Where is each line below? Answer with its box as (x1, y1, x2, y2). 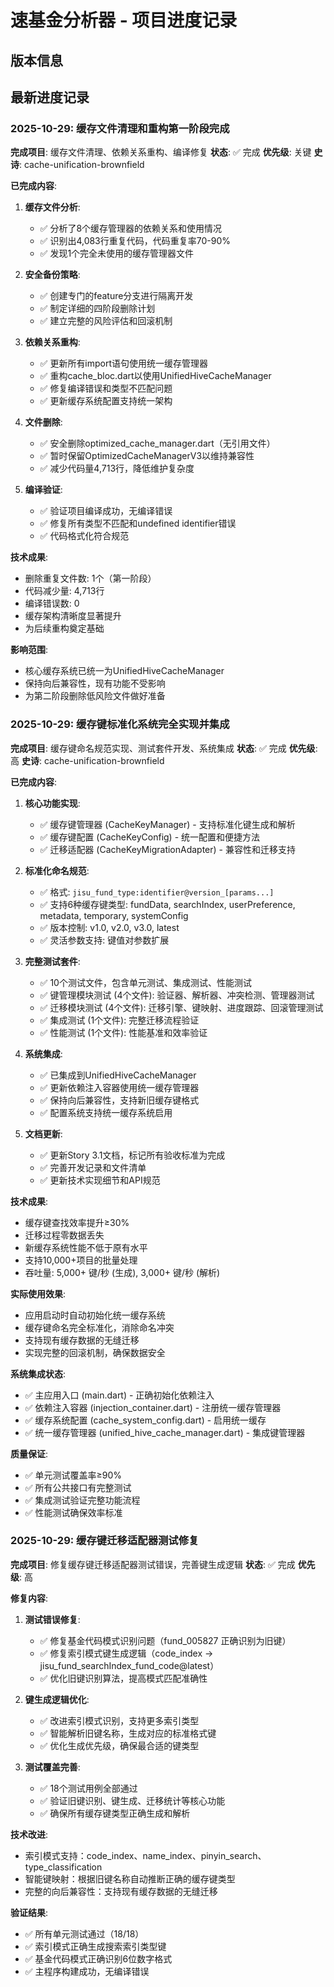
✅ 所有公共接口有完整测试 (24, 1481, 132, 1493)
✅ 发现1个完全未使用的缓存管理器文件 (39, 247, 195, 260)
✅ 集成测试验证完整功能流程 (24, 1494, 141, 1506)
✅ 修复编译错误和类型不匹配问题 (39, 382, 173, 395)
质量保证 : (10, 1447, 49, 1460)
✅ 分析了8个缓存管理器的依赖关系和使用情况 (39, 222, 223, 235)
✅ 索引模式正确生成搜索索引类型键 (24, 1940, 167, 1952)
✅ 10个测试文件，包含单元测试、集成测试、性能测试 (39, 976, 252, 988)
